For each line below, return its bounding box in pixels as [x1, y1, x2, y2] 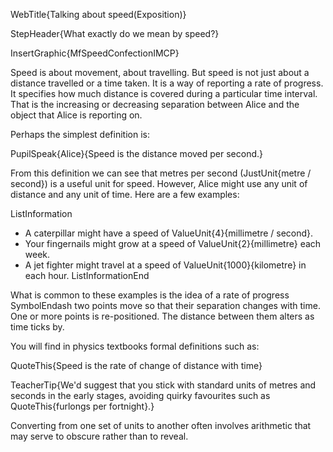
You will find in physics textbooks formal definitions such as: [10, 340, 260, 352]
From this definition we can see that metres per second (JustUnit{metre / [10, 167, 312, 179]
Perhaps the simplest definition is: [10, 129, 150, 140]
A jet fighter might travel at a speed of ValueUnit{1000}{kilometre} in [24, 259, 307, 271]
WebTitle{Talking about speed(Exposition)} [10, 9, 187, 20]
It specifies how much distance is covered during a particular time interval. [10, 88, 318, 99]
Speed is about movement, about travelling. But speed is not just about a [10, 67, 310, 78]
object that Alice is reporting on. [10, 109, 143, 121]
